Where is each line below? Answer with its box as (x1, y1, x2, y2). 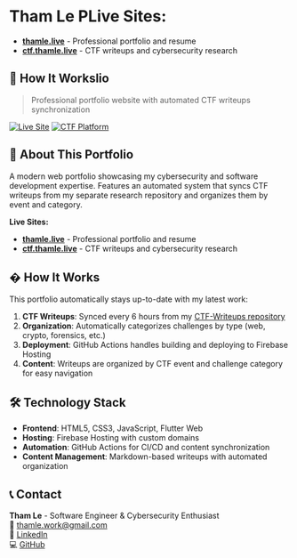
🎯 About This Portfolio (9, 147, 134, 162)
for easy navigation (21, 368, 93, 379)
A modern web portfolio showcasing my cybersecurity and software (9, 171, 259, 182)
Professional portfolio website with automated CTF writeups (30, 94, 251, 105)
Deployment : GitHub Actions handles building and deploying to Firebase (21, 340, 289, 351)
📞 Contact (9, 487, 62, 502)
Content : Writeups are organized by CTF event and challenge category (21, 359, 283, 369)
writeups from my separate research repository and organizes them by (9, 190, 269, 200)
